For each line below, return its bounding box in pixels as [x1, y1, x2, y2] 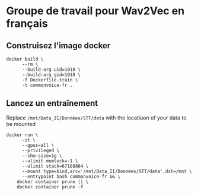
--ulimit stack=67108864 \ [21, 163, 89, 169]
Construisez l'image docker [6, 40, 111, 51]
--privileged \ [21, 147, 60, 153]
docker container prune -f [17, 184, 84, 190]
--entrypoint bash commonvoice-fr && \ [21, 174, 120, 180]
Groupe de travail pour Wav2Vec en [6, 4, 185, 18]
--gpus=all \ [21, 142, 55, 148]
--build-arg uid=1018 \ [21, 67, 81, 73]
